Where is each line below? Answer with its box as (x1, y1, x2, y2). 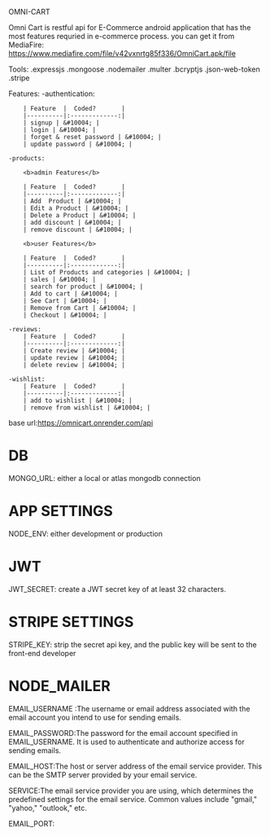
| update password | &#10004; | (23, 140, 133, 148)
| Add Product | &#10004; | (23, 197, 122, 205)
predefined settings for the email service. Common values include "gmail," (8, 794, 258, 804)
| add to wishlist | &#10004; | (23, 396, 133, 405)
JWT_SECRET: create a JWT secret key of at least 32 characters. (8, 584, 226, 593)
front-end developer (8, 648, 76, 658)
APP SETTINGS (8, 502, 114, 520)
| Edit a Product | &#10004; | (23, 204, 129, 212)
